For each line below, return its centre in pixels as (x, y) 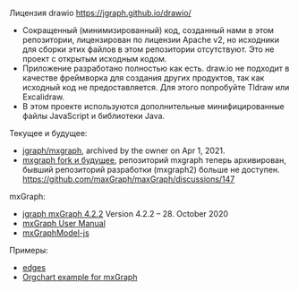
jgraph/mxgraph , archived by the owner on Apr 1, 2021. (123, 150)
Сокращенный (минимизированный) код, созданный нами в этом (148, 30)
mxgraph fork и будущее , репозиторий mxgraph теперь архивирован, (154, 160)
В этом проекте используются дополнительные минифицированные (153, 106)
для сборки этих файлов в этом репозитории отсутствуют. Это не (148, 49)
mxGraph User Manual (64, 223)
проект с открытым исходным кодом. (94, 59)
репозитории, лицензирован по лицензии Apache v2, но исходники (151, 40)
